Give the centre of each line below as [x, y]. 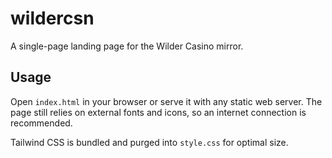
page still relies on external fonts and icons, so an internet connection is [158, 112]
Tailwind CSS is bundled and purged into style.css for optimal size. [149, 142]
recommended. [41, 123]
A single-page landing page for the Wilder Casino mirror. [127, 46]
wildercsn [52, 18]
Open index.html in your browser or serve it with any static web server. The [166, 101]
